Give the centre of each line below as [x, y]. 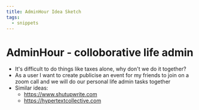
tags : [13, 17]
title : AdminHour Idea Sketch [44, 12]
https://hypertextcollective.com [62, 101]
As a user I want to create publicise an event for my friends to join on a [102, 75]
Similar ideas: [31, 88]
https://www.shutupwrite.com [60, 94]
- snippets [25, 23]
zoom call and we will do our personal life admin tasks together [93, 82]
